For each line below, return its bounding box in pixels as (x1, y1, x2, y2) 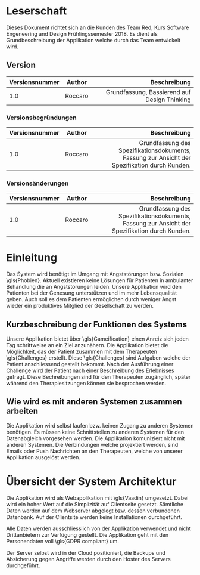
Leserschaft (6, 4, 67, 18)
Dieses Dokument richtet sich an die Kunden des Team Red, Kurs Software (6, 24, 189, 31)
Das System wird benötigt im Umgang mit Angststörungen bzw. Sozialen (6, 270, 184, 278)
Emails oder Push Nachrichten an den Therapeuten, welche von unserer (6, 447, 183, 455)
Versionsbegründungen (6, 113, 77, 122)
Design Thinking (145, 95, 191, 104)
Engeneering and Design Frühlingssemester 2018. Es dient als (6, 30, 158, 37)
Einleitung (6, 251, 58, 264)
